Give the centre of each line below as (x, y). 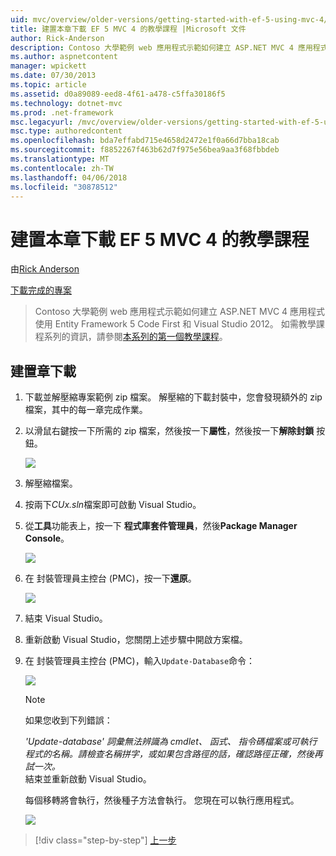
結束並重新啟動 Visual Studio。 (88, 779)
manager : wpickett (48, 66)
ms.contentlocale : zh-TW (62, 168)
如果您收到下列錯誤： (68, 720)
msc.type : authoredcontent (66, 131)
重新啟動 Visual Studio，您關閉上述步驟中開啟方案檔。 (136, 640)
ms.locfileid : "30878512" (64, 187)
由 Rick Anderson (45, 269)
